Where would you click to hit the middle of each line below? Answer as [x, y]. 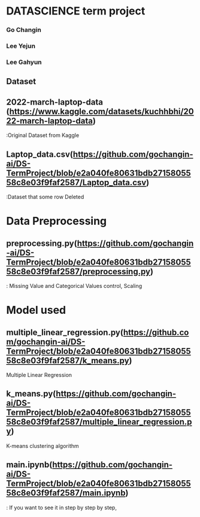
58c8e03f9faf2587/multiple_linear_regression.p [99, 422]
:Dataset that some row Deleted [45, 197]
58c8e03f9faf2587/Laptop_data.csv [76, 182]
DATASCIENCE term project [76, 11]
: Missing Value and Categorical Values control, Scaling [74, 286]
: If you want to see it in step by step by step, [61, 507]
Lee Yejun [21, 46]
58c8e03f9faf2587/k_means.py [68, 360]
